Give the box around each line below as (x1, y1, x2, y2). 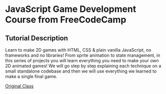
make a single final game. (5, 74, 58, 79)
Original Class (5, 83, 34, 89)
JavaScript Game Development (5, 3, 137, 15)
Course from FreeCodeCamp (5, 14, 127, 25)
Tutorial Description (5, 34, 68, 42)
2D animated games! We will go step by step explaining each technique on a (5, 63, 162, 69)
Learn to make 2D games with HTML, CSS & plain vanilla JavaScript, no (5, 47, 152, 53)
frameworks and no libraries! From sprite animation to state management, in (5, 52, 161, 58)
